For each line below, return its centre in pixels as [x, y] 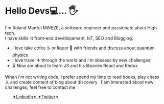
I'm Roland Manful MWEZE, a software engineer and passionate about [76, 28]
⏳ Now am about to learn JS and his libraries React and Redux [75, 65]
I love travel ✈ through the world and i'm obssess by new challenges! [82, 60]
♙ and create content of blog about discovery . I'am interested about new [79, 82]
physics [20, 55]
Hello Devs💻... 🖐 [42, 11]
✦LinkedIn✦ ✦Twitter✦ [35, 97]
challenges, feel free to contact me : [42, 87]
